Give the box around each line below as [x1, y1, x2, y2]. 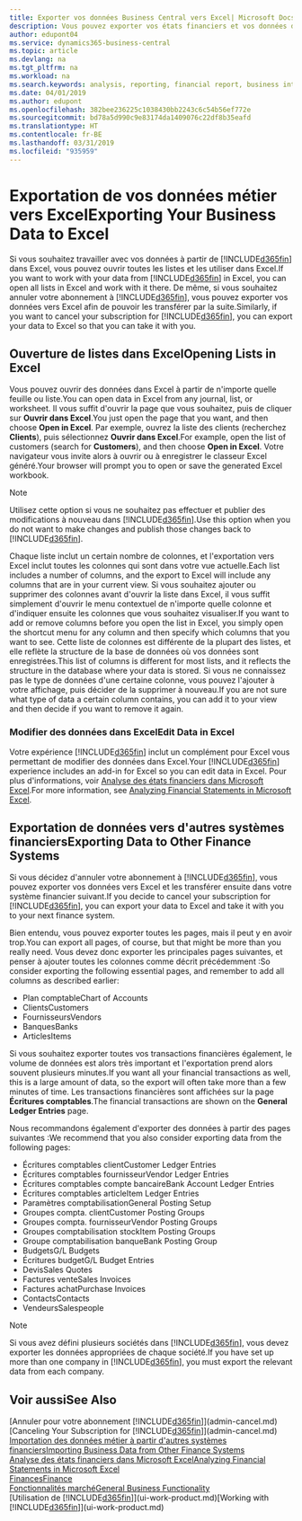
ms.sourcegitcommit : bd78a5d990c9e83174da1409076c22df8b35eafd [9, 113, 252, 122]
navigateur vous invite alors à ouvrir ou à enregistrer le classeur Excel [9, 451, 268, 462]
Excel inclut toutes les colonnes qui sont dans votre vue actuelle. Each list [9, 561, 280, 571]
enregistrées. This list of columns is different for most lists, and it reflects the [9, 656, 291, 667]
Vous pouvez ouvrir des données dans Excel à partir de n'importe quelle [9, 384, 277, 395]
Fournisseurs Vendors [22, 1012, 102, 1022]
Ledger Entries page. [9, 1106, 89, 1117]
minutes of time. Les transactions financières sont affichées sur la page [9, 1086, 274, 1097]
